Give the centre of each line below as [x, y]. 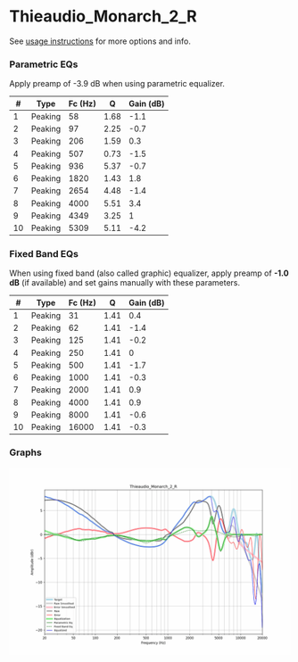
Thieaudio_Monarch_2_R [103, 17]
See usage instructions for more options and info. [100, 41]
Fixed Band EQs [44, 253]
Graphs [25, 452]
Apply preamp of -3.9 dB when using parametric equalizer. [117, 84]
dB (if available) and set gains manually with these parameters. [125, 283]
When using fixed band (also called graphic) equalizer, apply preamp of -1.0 [149, 273]
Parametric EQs [44, 64]
